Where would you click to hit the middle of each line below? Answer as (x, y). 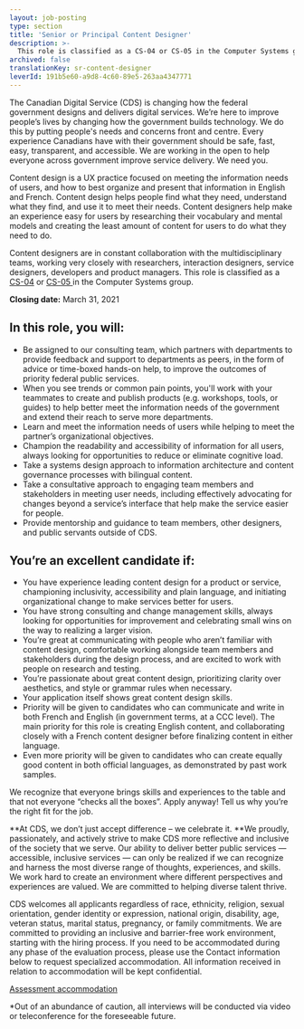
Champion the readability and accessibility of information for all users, (153, 445)
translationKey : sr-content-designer (81, 69)
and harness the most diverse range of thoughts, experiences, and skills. (145, 867)
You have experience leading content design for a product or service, (152, 582)
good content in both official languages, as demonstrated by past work (155, 765)
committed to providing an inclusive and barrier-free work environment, (142, 933)
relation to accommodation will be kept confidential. (106, 972)
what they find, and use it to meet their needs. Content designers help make (151, 206)
